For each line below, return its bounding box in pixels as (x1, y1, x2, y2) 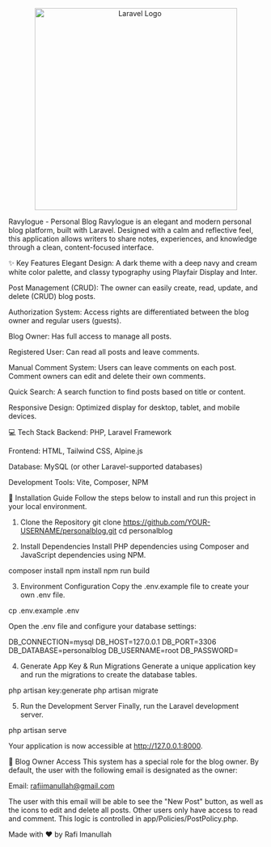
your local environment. (8, 502, 87, 511)
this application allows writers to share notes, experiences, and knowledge (8, 234, 257, 243)
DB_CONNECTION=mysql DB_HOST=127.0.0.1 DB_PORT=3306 (8, 637, 217, 647)
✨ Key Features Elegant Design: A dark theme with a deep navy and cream (8, 259, 257, 268)
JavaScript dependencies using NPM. (19, 550, 146, 559)
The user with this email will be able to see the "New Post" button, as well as (8, 797, 264, 806)
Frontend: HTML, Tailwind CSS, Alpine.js (8, 446, 143, 456)
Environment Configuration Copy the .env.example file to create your (19, 582, 249, 591)
